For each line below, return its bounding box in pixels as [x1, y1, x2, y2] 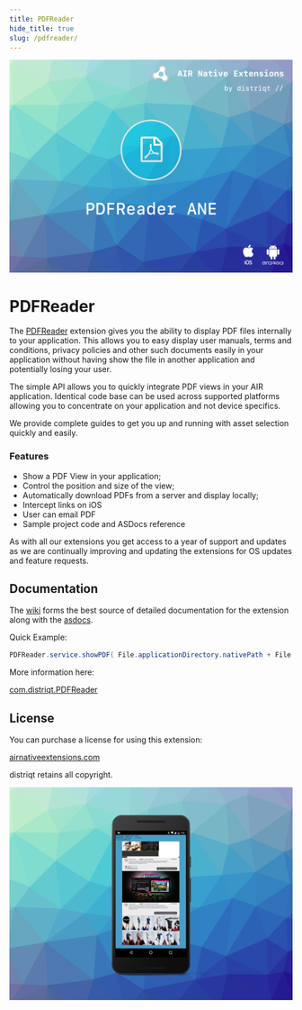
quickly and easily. [9, 428, 78, 439]
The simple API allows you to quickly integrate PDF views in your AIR [9, 381, 263, 392]
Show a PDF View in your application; [22, 470, 162, 481]
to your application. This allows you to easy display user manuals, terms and [9, 335, 292, 346]
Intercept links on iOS [22, 499, 102, 510]
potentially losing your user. [9, 364, 112, 375]
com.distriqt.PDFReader [9, 685, 98, 696]
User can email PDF [22, 509, 96, 520]
